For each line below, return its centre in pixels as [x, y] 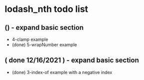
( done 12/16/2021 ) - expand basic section [72, 60]
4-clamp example [30, 39]
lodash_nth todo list [46, 9]
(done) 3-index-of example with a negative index [62, 72]
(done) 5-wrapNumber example [44, 45]
